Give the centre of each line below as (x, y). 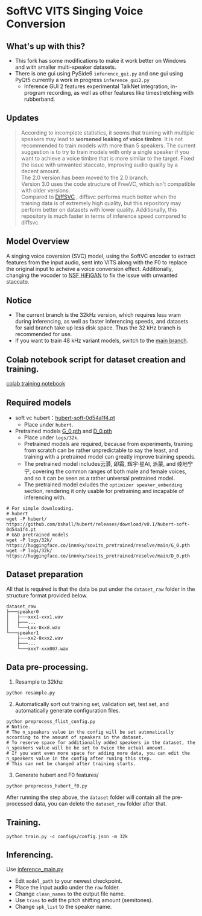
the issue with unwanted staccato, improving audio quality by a (99, 165)
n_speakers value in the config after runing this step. (79, 759)
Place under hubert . (49, 425)
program (35, 93)
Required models (39, 402)
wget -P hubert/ (27, 519)
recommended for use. (43, 334)
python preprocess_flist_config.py (51, 721)
